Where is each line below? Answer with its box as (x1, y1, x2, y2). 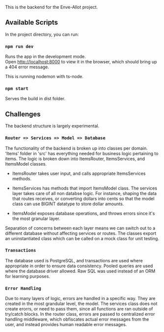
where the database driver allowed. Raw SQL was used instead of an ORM (5, 268, 156, 274)
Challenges (5, 110, 41, 118)
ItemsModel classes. (5, 161, 47, 166)
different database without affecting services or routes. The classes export (5, 230, 157, 236)
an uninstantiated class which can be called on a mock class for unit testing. (5, 235, 160, 241)
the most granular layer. (12, 216, 60, 221)
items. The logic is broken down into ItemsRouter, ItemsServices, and (5, 156, 145, 162)
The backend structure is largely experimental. (5, 123, 100, 129)
